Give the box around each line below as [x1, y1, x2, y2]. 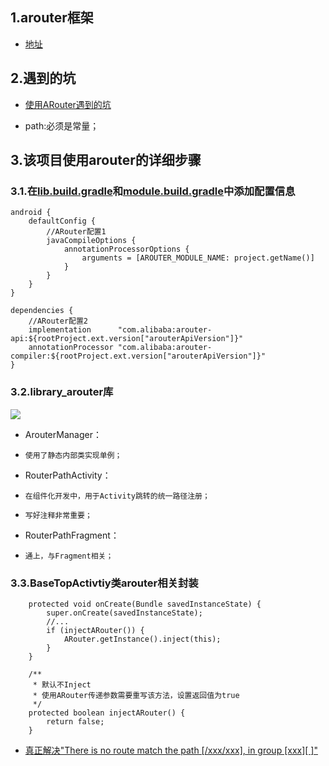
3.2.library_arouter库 [10, 385, 114, 399]
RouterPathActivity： [24, 469, 112, 481]
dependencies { [10, 306, 74, 316]
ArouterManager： [24, 428, 102, 440]
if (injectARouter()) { [46, 625, 145, 635]
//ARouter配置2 [28, 316, 89, 327]
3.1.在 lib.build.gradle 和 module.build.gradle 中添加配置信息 [10, 184, 296, 198]
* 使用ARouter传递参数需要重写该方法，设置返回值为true [32, 690, 240, 700]
